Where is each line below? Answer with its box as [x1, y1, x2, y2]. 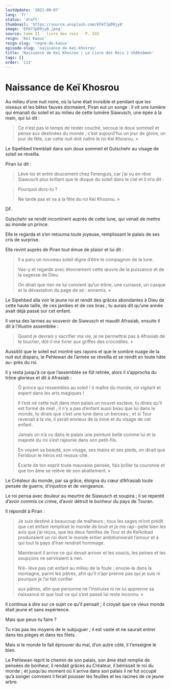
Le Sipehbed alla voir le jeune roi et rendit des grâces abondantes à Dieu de [5, 297, 165, 303]
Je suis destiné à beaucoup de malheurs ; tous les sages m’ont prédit [17, 518, 164, 524]
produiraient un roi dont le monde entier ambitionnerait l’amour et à [17, 535, 159, 541]
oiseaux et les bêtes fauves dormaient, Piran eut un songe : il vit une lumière [5, 104, 166, 110]
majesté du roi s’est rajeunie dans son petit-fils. [17, 437, 117, 443]
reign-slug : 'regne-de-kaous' [5, 41, 70, 46]
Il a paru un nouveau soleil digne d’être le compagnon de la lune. [17, 257, 154, 263]
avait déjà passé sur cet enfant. [5, 308, 71, 314]
